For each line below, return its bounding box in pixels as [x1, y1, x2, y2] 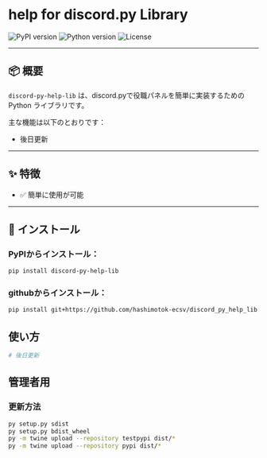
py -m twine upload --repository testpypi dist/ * [8, 435, 176, 443]
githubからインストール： [8, 288, 107, 299]
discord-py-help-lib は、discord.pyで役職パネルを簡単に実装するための [8, 90, 245, 100]
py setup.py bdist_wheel [8, 427, 91, 435]
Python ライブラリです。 [8, 100, 89, 110]
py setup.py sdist [8, 420, 69, 428]
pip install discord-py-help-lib [8, 267, 119, 275]
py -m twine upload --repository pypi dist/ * [8, 442, 161, 450]
